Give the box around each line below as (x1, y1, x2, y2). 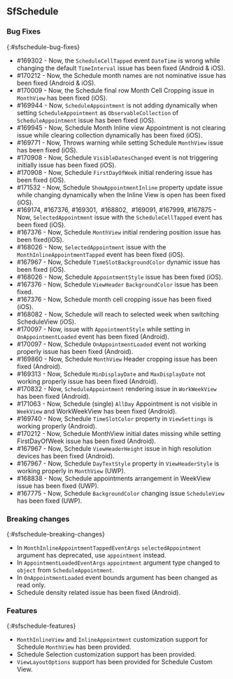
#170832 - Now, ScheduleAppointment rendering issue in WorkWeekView (16, 384, 217, 393)
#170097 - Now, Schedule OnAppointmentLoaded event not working (16, 340, 206, 348)
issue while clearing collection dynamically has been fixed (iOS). (16, 131, 203, 139)
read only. (16, 581, 46, 589)
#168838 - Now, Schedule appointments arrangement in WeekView (16, 474, 211, 482)
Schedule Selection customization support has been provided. (16, 650, 197, 659)
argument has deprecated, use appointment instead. (16, 551, 167, 559)
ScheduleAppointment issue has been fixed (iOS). (16, 116, 156, 124)
